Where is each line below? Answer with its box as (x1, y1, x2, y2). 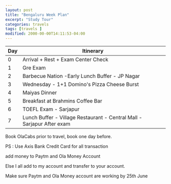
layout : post (5, 7, 33, 13)
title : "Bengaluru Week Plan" (5, 12, 70, 17)
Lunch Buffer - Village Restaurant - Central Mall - (22, 114, 142, 121)
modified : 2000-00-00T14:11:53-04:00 (5, 31, 85, 36)
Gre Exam (22, 64, 46, 71)
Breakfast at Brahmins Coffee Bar (22, 97, 103, 104)
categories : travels (5, 21, 49, 27)
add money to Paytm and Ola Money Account (5, 153, 101, 159)
